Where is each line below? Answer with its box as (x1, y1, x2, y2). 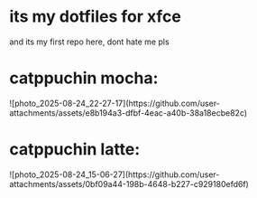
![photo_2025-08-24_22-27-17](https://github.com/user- (9, 98, 221, 108)
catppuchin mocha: (9, 68, 159, 89)
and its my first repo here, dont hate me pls (9, 36, 170, 47)
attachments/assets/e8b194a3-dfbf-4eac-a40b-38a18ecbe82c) (9, 107, 248, 118)
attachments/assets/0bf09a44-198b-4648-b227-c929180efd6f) (9, 178, 250, 189)
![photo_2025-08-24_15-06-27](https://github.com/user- (9, 169, 220, 180)
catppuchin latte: (9, 139, 141, 160)
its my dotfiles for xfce (9, 6, 182, 27)
